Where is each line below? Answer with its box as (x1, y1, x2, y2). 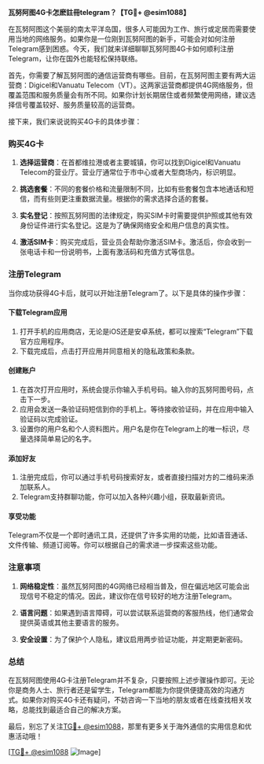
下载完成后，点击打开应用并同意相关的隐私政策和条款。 (19, 346, 199, 356)
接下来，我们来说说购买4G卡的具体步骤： (8, 117, 142, 126)
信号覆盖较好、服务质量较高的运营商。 (14, 100, 139, 109)
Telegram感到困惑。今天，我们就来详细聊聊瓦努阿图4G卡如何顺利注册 (8, 44, 234, 54)
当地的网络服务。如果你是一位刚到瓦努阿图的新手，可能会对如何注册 (14, 35, 236, 43)
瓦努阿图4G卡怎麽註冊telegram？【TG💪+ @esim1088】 (8, 8, 191, 17)
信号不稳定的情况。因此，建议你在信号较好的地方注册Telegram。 (26, 591, 236, 600)
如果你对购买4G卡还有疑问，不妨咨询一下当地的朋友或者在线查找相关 (21, 696, 245, 704)
